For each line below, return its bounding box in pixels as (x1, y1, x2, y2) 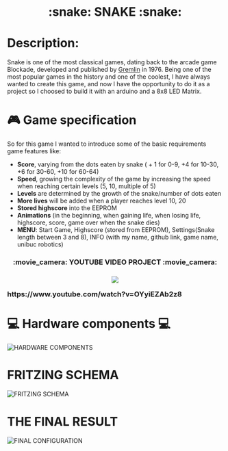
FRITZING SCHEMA (7, 368, 119, 383)
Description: (7, 36, 79, 51)
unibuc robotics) (16, 240, 64, 248)
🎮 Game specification (7, 112, 137, 128)
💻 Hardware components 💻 (7, 316, 171, 332)
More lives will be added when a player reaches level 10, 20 (16, 196, 186, 205)
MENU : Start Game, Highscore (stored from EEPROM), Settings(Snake (16, 226, 215, 234)
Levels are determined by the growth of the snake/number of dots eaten (16, 190, 221, 198)
